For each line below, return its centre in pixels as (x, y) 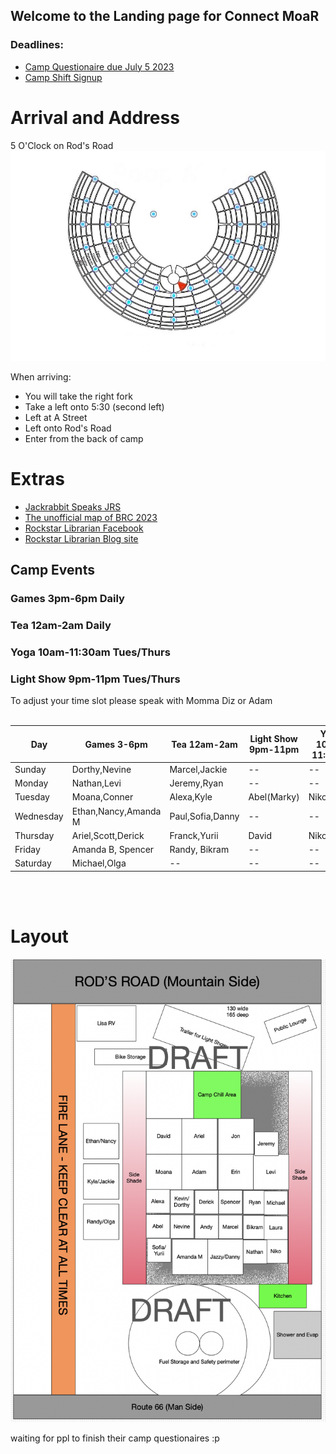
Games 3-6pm (116, 744)
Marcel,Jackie (198, 769)
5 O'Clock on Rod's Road (62, 145)
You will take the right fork (78, 396)
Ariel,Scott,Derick (108, 835)
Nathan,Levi (96, 783)
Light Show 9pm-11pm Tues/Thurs (95, 679)
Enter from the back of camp (84, 438)
